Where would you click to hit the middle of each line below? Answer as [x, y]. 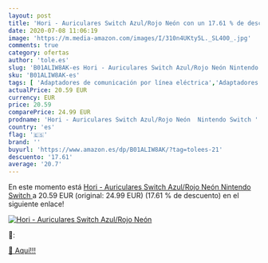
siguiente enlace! [36, 204]
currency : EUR [32, 98]
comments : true [33, 46]
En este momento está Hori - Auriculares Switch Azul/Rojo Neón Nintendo [130, 187]
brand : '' [25, 142]
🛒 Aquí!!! [22, 251]
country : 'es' [32, 127]
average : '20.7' [35, 165]
